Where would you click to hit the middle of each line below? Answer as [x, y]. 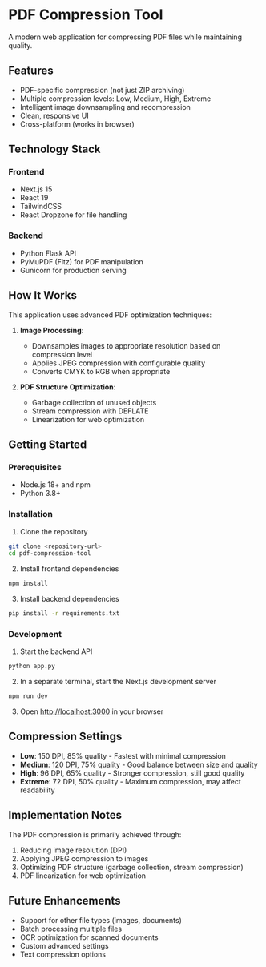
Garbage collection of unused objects [94, 402]
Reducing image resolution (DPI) [73, 850]
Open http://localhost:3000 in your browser [92, 711]
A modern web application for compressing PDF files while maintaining [125, 37]
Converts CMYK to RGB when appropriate [101, 371]
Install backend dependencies [70, 599]
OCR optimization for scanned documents [89, 937]
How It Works [43, 295]
